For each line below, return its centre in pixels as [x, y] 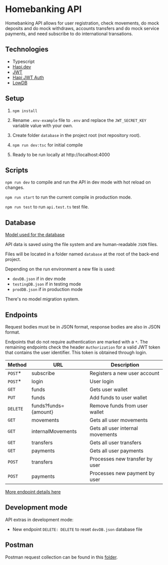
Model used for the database [35, 235]
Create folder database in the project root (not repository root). [76, 135]
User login [102, 381]
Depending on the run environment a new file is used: [60, 269]
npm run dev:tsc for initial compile [47, 145]
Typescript [23, 61]
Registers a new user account [124, 373]
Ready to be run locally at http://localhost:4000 [61, 154]
